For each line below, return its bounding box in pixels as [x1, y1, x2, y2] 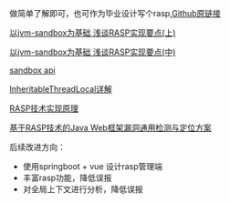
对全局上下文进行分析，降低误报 [22, 184, 143, 194]
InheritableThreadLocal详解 [9, 84, 112, 94]
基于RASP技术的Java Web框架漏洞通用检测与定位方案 [9, 122, 212, 133]
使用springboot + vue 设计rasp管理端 [22, 161, 162, 171]
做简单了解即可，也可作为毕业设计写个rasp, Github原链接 [9, 8, 222, 18]
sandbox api [9, 65, 57, 76]
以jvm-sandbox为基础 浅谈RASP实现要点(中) [9, 46, 176, 57]
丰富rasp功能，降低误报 [22, 172, 112, 183]
